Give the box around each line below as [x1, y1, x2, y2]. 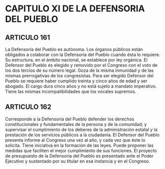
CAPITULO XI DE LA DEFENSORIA [5, 3, 145, 14]
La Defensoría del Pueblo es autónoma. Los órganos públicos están [5, 47, 143, 52]
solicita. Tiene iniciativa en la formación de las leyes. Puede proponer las [5, 142, 154, 148]
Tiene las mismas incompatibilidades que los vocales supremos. [5, 89, 136, 94]
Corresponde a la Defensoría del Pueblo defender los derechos [5, 116, 135, 122]
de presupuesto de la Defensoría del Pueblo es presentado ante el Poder [5, 153, 154, 159]
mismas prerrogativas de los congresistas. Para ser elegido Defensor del [5, 73, 154, 78]
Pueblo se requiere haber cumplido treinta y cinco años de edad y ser [5, 78, 148, 84]
